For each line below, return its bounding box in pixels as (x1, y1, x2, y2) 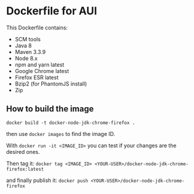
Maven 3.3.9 (14, 48, 46, 55)
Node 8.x (14, 54, 38, 62)
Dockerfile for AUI (6, 4, 98, 18)
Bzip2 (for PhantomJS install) (14, 80, 87, 87)
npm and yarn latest (14, 61, 65, 68)
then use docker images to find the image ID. (6, 130, 116, 137)
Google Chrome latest (14, 67, 69, 74)
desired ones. (6, 148, 40, 155)
